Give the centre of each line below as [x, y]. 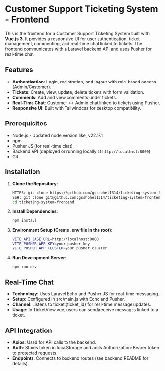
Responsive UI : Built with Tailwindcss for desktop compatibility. [77, 108]
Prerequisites [26, 124]
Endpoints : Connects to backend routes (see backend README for [80, 358]
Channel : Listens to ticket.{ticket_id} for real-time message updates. [82, 304]
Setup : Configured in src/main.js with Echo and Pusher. [68, 299]
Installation [23, 172]
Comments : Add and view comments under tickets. [65, 97]
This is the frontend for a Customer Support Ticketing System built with [78, 33]
